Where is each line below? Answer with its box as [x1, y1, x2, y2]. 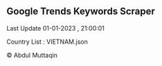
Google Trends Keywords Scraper [6, 6, 155, 17]
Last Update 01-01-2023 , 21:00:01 [6, 24, 105, 32]
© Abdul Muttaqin [6, 51, 58, 59]
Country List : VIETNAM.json [6, 38, 88, 46]
